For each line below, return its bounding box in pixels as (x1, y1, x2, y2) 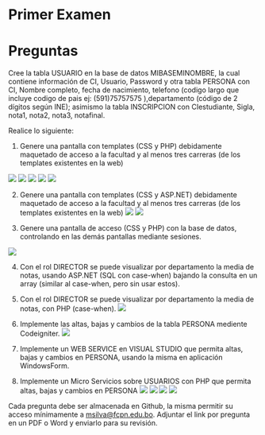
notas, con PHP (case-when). (19, 304, 117, 313)
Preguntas (8, 42, 79, 60)
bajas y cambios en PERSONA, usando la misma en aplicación (19, 352, 223, 363)
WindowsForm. (19, 361, 70, 371)
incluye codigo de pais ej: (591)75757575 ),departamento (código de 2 (8, 94, 238, 103)
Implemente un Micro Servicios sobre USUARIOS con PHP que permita (19, 376, 252, 386)
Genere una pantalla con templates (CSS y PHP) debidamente (19, 142, 222, 151)
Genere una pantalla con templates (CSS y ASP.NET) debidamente (19, 190, 238, 200)
